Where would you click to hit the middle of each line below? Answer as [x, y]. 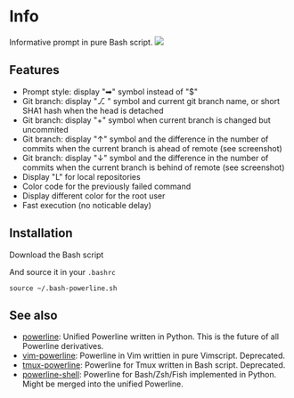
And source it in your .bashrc [62, 272]
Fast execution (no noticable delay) [86, 205]
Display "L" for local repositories [81, 176]
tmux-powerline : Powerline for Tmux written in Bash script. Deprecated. [154, 365]
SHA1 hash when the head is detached [93, 110]
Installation [41, 233]
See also [33, 315]
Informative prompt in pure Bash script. [81, 42]
